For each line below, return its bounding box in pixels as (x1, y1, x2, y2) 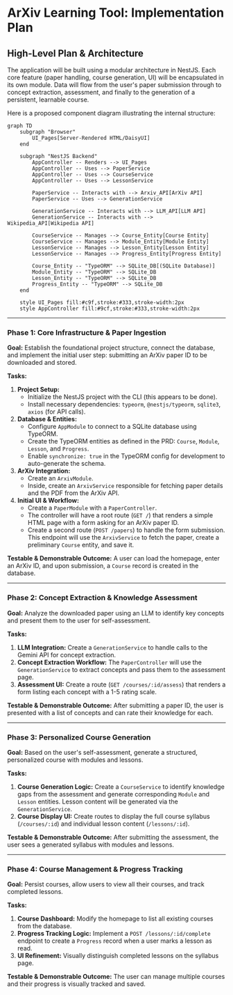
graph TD (7, 123, 33, 130)
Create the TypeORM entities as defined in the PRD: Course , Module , (27, 437, 220, 446)
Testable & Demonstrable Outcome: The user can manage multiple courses (7, 973, 225, 981)
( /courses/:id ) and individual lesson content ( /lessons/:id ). (17, 820, 190, 828)
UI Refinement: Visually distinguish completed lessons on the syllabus (17, 952, 219, 960)
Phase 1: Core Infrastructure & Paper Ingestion (7, 327, 166, 337)
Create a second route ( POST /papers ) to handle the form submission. (27, 526, 225, 534)
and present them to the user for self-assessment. (7, 616, 151, 625)
